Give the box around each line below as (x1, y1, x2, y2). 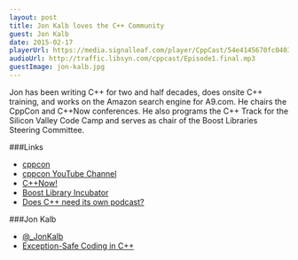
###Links (9, 141, 44, 152)
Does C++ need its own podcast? (21, 196, 145, 207)
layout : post (9, 12, 58, 22)
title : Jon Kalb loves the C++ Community (9, 21, 165, 30)
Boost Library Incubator (21, 187, 109, 198)
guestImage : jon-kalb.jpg (9, 63, 105, 72)
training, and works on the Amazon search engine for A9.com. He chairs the (9, 96, 287, 106)
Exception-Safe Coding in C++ (21, 240, 135, 251)
